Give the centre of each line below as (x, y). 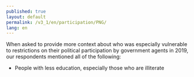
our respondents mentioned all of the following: (64, 57)
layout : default (26, 17)
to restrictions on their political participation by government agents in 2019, (97, 51)
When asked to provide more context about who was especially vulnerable (97, 44)
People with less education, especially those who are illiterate (89, 68)
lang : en (17, 28)
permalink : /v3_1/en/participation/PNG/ (57, 22)
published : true (26, 11)
